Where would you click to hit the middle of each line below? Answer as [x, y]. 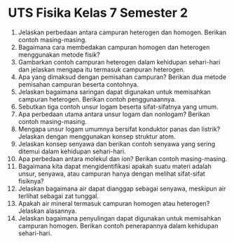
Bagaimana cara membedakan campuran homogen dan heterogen [114, 47]
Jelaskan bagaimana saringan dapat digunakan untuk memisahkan [114, 92]
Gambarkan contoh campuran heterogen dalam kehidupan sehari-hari [119, 62]
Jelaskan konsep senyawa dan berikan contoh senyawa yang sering [117, 144]
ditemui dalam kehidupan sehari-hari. [72, 151]
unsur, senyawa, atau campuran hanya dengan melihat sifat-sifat [111, 174]
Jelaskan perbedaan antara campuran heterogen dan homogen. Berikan [122, 32]
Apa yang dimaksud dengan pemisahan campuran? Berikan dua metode [122, 77]
